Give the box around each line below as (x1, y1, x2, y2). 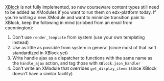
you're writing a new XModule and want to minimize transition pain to (5, 15, 145, 20)
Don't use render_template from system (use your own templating (12, 34, 145, 40)
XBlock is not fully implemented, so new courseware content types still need (5, 4, 159, 10)
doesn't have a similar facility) (12, 71, 73, 76)
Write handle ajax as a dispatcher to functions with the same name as (12, 55, 153, 61)
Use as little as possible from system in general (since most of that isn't (12, 45, 157, 50)
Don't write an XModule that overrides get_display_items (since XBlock (12, 65, 157, 71)
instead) (12, 40, 29, 45)
